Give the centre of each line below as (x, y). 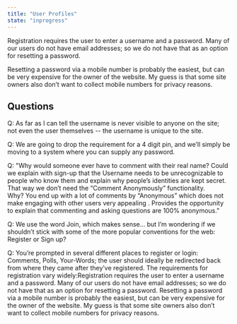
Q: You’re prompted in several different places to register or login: (103, 253)
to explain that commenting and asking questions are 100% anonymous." (114, 211)
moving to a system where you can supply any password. (91, 152)
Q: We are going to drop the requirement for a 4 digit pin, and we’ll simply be (119, 145)
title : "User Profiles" (42, 14)
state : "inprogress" (38, 20)
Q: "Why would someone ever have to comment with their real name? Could (118, 166)
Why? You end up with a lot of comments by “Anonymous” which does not (116, 196)
